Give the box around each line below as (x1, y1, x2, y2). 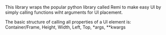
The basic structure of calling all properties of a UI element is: (5, 19, 131, 25)
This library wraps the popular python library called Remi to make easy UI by (5, 4, 162, 10)
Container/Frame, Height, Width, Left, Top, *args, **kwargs (5, 24, 126, 30)
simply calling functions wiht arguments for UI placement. (5, 9, 123, 15)
